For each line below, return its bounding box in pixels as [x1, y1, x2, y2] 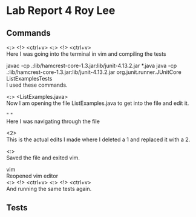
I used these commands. [6, 81, 68, 88]
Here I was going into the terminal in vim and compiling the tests [6, 50, 166, 58]
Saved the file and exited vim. [6, 154, 80, 161]
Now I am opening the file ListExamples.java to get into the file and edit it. [6, 99, 189, 107]
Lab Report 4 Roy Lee [6, 4, 116, 18]
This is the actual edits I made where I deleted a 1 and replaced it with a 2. [6, 136, 191, 143]
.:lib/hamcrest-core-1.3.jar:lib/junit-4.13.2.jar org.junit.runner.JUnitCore [6, 68, 181, 76]
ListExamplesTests [6, 75, 53, 82]
